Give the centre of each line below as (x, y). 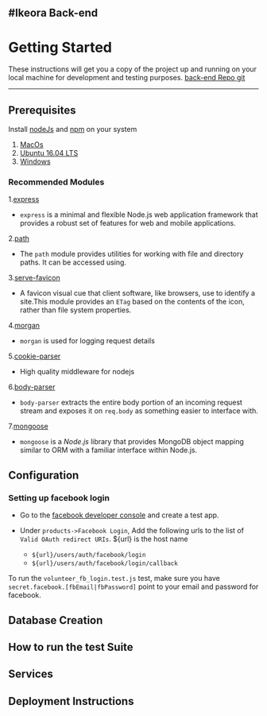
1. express (24, 199)
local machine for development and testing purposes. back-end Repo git (127, 78)
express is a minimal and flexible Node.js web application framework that (139, 215)
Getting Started (60, 47)
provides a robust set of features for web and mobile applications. (128, 223)
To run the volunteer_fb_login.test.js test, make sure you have (114, 579)
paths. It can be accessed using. (73, 262)
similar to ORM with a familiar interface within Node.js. (108, 450)
